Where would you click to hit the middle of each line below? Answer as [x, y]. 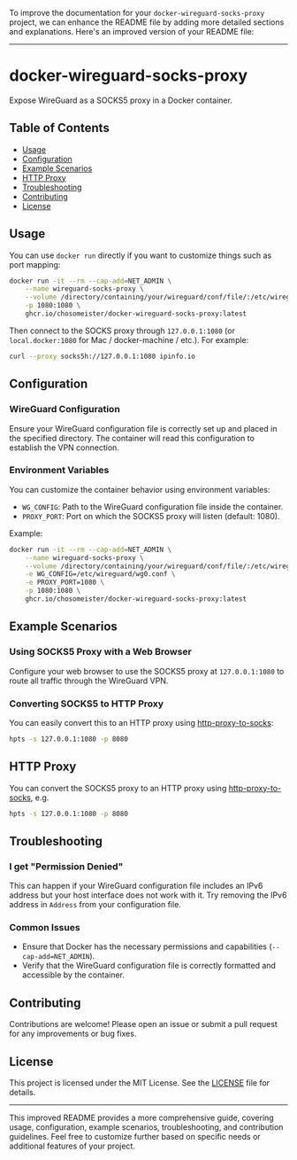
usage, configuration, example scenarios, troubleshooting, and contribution [146, 1127]
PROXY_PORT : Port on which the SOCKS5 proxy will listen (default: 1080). [151, 516]
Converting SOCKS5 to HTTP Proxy [87, 704]
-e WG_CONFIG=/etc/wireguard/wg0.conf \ [100, 574]
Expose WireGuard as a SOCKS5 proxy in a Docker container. [121, 100]
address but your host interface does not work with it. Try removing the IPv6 [148, 895]
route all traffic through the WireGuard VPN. [89, 681]
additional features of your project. [72, 1146]
